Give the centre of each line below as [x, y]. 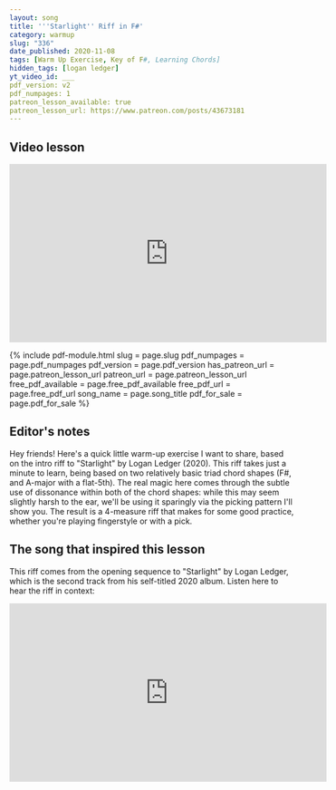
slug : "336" [32, 43]
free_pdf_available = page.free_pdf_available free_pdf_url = [120, 384]
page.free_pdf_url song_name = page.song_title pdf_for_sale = [126, 394]
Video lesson [47, 147]
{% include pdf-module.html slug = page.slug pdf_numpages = [127, 355]
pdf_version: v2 [40, 85]
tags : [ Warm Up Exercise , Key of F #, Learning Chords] [115, 60]
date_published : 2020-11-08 [62, 52]
